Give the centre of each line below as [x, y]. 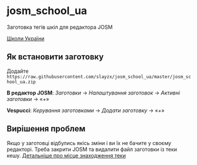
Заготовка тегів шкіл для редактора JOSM [60, 27]
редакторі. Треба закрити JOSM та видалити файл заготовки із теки [92, 149]
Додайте [18, 71]
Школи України [26, 38]
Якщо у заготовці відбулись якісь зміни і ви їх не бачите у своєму [89, 143]
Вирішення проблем [46, 129]
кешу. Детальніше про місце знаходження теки [66, 155]
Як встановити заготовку [55, 57]
